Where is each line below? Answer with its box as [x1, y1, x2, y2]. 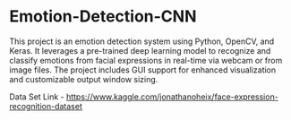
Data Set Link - [9, 91, 64, 102]
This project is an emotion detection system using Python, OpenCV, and [9, 36, 275, 47]
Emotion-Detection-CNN [9, 6, 197, 27]
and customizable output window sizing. [9, 73, 158, 84]
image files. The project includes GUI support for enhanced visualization [9, 64, 277, 75]
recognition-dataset [9, 100, 82, 111]
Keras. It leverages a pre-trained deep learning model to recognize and [9, 45, 271, 56]
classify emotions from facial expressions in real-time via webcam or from [9, 55, 283, 65]
